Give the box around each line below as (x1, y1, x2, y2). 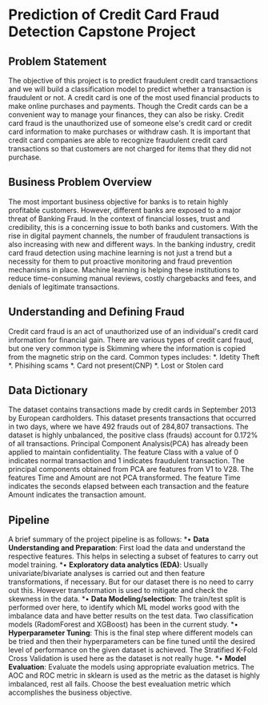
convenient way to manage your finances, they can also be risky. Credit (8, 110, 244, 119)
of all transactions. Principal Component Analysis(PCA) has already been (8, 439, 249, 449)
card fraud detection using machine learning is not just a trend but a (8, 248, 233, 257)
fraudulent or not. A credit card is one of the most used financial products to (8, 93, 260, 102)
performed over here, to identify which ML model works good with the (8, 602, 240, 612)
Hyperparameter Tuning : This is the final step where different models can (8, 628, 254, 638)
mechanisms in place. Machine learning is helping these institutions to (8, 264, 240, 274)
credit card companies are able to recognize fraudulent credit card (8, 135, 228, 145)
